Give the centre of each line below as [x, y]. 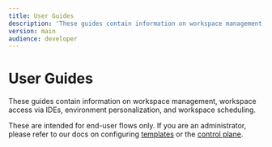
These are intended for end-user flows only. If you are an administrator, [127, 126]
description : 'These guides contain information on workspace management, [137, 24]
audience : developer [43, 39]
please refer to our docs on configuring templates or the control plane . [126, 134]
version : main [32, 31]
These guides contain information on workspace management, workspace [132, 102]
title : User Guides [41, 16]
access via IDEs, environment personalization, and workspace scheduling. [132, 110]
